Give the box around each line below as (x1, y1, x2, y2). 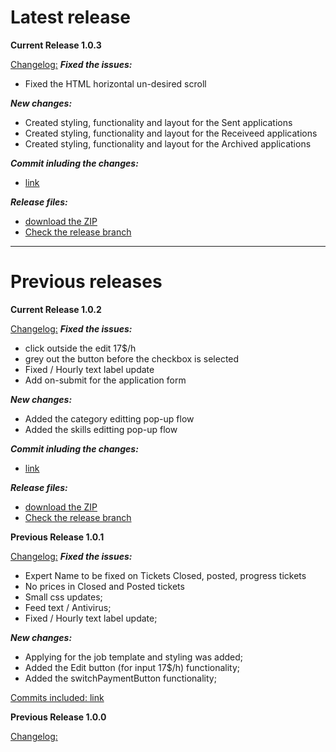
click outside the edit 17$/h (24, 342, 137, 354)
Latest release (10, 6, 131, 29)
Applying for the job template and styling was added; (24, 651, 243, 663)
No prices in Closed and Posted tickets (24, 580, 185, 592)
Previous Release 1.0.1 (10, 531, 105, 543)
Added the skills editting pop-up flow (24, 423, 178, 435)
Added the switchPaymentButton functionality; (24, 672, 217, 684)
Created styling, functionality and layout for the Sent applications (24, 116, 293, 128)
